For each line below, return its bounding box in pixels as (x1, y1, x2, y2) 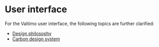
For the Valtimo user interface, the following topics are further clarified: (5, 20, 154, 27)
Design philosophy (12, 30, 52, 36)
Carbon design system (12, 36, 60, 42)
